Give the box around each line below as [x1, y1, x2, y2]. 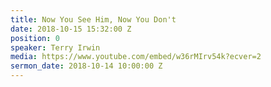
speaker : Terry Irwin [10, 42, 101, 53]
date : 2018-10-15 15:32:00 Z [10, 24, 132, 34]
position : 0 [10, 33, 60, 43]
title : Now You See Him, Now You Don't [10, 14, 177, 25]
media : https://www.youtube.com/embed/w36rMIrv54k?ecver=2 [10, 52, 262, 62]
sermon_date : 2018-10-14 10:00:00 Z [10, 61, 163, 71]
